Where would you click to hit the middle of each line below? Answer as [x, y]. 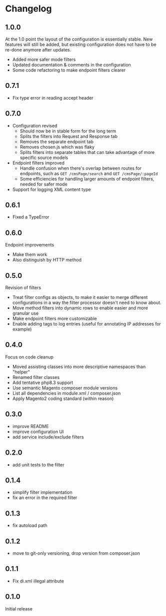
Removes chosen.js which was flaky [57, 147]
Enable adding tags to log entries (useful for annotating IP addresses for [87, 324]
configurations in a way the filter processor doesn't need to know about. [87, 302]
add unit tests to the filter [38, 464]
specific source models [44, 157]
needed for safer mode [43, 184]
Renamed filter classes [36, 377]
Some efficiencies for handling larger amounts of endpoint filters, [87, 178]
